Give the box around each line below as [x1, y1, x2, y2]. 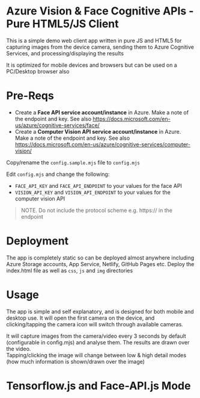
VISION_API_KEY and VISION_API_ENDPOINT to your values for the [14, 188, 171, 196]
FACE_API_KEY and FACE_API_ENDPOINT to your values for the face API [14, 182, 182, 189]
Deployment [6, 234, 69, 248]
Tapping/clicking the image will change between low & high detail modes [6, 351, 187, 359]
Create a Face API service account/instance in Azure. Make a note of [14, 108, 189, 116]
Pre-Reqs [6, 89, 54, 103]
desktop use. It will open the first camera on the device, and [6, 314, 155, 322]
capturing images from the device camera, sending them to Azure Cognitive [6, 43, 194, 51]
